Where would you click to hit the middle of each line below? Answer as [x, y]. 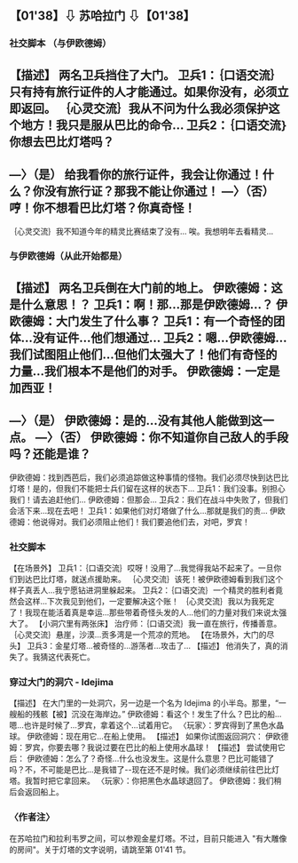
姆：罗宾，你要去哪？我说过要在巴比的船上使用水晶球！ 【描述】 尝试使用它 [147, 747]
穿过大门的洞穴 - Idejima [61, 682]
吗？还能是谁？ [50, 455]
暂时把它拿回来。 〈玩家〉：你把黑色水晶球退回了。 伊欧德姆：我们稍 [157, 781]
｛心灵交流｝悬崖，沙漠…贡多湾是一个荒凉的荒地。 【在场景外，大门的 [138, 635]
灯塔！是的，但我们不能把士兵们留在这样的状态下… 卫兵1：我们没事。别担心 [147, 488]
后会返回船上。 [36, 792]
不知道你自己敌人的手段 [224, 438]
